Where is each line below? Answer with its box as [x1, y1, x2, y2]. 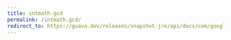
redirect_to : [7, 22, 45, 29]
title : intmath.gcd [7, 9, 63, 17]
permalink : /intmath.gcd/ [7, 16, 81, 23]
